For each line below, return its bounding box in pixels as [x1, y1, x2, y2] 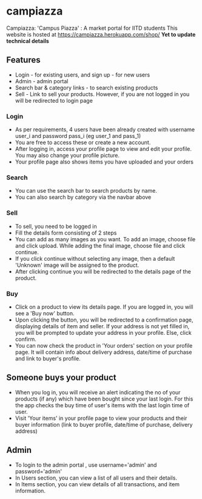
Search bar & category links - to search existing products [15, 84, 158, 91]
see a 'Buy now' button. [15, 309, 75, 317]
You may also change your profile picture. [15, 152, 120, 159]
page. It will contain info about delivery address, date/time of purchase [15, 348, 192, 356]
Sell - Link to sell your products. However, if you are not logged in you [15, 90, 190, 98]
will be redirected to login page [15, 97, 93, 104]
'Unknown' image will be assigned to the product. [15, 261, 140, 269]
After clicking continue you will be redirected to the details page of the [15, 267, 191, 275]
